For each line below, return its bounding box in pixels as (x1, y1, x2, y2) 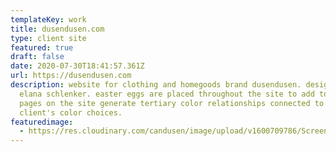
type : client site (10, 33, 87, 43)
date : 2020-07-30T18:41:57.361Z (10, 61, 145, 71)
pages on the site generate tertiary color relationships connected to (19, 98, 325, 108)
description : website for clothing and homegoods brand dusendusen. (10, 80, 302, 90)
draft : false (10, 52, 65, 62)
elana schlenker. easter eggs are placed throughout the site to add (19, 89, 315, 99)
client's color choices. (19, 107, 123, 118)
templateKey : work (10, 14, 87, 25)
